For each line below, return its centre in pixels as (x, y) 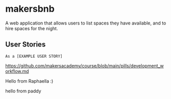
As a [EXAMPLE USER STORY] (34, 56)
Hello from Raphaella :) (29, 81)
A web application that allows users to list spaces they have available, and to (86, 23)
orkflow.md (17, 71)
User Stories (26, 45)
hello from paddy (23, 91)
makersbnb (30, 9)
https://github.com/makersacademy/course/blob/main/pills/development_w (85, 66)
